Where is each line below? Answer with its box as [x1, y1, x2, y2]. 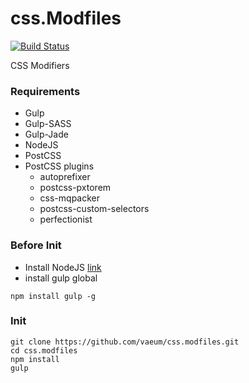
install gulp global [24, 272, 98, 284]
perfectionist [39, 213, 93, 226]
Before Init [10, 238, 62, 252]
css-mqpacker [39, 192, 101, 204]
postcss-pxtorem [39, 182, 112, 194]
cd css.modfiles [10, 345, 78, 356]
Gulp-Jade [24, 128, 69, 141]
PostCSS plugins [24, 160, 95, 172]
